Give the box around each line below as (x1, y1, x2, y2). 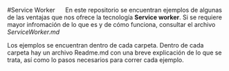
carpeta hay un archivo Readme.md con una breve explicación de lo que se (7, 48, 223, 57)
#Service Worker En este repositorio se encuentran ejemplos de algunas (7, 6, 223, 14)
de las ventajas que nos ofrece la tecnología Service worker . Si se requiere (7, 13, 223, 21)
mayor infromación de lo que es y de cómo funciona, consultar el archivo (7, 21, 216, 28)
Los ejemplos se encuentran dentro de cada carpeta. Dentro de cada (7, 41, 204, 49)
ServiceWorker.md (7, 28, 60, 36)
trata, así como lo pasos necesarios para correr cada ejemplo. (7, 56, 185, 64)
